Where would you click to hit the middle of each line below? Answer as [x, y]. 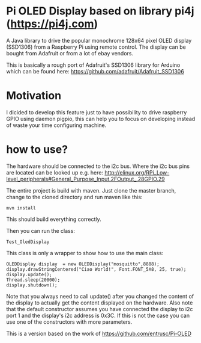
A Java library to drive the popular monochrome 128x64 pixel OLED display [99, 40]
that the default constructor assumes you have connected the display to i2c [100, 309]
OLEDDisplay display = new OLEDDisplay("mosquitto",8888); [83, 264]
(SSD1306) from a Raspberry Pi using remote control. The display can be [96, 47]
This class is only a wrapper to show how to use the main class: [85, 253]
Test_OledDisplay [28, 242]
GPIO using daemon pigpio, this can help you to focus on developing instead [101, 119]
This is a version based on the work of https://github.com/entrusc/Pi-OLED [99, 333]
